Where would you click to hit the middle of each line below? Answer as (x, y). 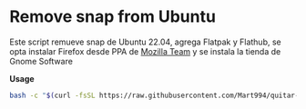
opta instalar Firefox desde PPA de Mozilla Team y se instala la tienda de (145, 51)
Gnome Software (41, 61)
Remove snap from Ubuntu (113, 17)
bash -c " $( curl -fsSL (52, 95)
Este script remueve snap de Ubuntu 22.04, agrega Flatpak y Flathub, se (145, 42)
